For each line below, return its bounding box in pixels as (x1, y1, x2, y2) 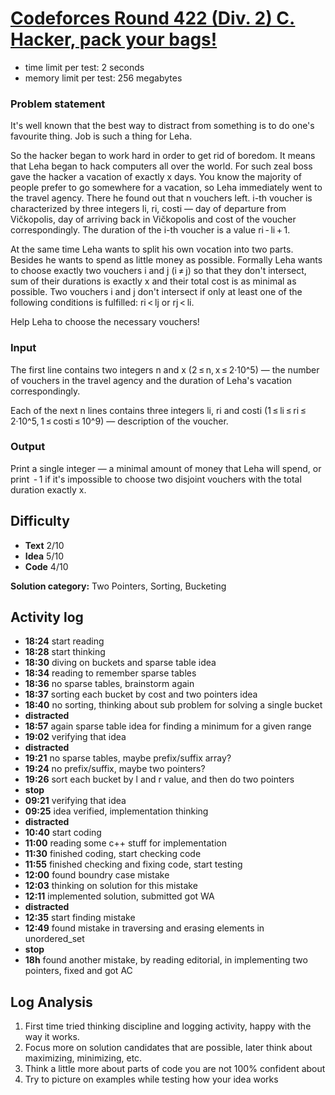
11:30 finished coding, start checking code (24, 848, 202, 860)
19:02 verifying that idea (24, 731, 127, 743)
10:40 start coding (24, 827, 102, 839)
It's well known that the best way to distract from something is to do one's (10, 120, 315, 132)
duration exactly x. (10, 483, 87, 496)
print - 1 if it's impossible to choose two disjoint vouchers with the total (10, 473, 302, 485)
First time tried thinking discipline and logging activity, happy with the (24, 1020, 312, 1032)
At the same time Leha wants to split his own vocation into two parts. (10, 243, 294, 256)
